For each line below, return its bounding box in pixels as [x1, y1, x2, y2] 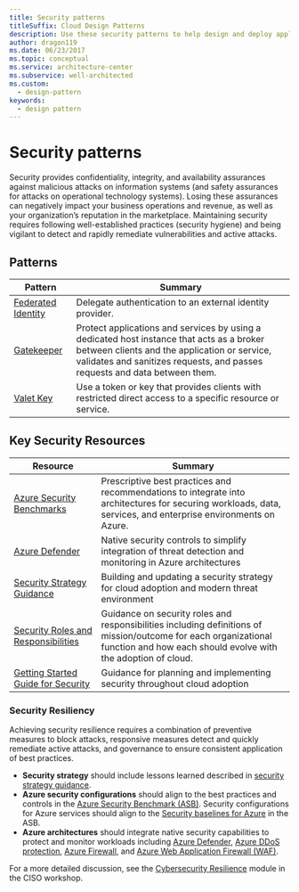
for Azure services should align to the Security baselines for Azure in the [21, 808, 289, 819]
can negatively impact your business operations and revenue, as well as [9, 200, 273, 211]
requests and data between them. [76, 366, 217, 379]
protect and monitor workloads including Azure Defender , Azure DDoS [21, 837, 280, 847]
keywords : [9, 95, 46, 105]
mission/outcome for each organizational [101, 629, 273, 642]
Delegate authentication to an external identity [76, 296, 270, 308]
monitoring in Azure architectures [101, 556, 241, 569]
